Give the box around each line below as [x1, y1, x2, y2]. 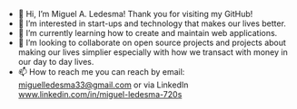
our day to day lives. [17, 57, 94, 67]
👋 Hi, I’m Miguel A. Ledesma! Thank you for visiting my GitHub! [17, 9, 253, 19]
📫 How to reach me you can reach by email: [17, 67, 185, 77]
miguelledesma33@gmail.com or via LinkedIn [17, 79, 189, 90]
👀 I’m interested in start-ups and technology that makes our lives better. [17, 18, 286, 29]
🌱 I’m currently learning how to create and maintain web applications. [17, 28, 278, 38]
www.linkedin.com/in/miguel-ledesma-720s [17, 89, 183, 99]
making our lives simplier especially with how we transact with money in [17, 47, 288, 58]
